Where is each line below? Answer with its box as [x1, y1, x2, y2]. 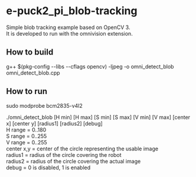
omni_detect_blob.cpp [6, 69, 60, 76]
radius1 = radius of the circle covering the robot [6, 151, 122, 158]
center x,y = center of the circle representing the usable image [6, 145, 158, 152]
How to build [6, 47, 54, 57]
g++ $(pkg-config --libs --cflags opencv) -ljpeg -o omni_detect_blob [6, 63, 174, 70]
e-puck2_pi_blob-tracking [6, 4, 138, 18]
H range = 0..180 [6, 126, 47, 133]
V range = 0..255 [6, 139, 47, 146]
